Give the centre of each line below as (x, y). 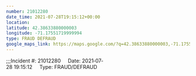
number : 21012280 (27, 11)
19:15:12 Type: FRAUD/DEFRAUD (55, 67)
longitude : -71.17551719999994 (44, 33)
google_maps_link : (28, 44)
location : (18, 22)
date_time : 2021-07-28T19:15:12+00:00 (53, 17)
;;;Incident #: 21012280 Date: (43, 61)
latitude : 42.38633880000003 (41, 28)
